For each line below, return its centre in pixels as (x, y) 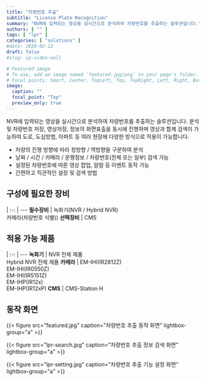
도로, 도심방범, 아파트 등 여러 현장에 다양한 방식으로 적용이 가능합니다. (106, 136)
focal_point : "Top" (37, 98)
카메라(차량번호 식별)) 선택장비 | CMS (51, 217)
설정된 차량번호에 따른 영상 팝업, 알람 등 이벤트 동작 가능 (82, 165)
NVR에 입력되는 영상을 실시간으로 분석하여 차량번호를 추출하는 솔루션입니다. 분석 (103, 121)
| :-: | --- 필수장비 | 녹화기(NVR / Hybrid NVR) (62, 210)
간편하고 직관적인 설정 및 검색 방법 (56, 172)
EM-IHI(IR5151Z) (27, 275)
